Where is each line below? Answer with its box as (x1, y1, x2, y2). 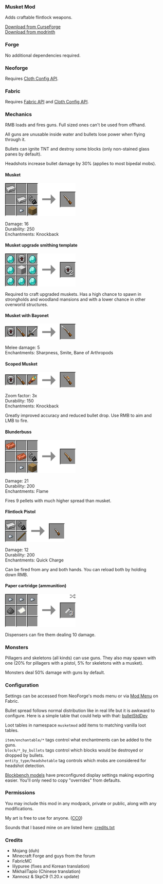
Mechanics (5, 111, 32, 118)
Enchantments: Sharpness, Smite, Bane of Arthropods (5, 350, 113, 356)
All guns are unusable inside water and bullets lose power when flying (5, 132, 145, 137)
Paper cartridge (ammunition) (5, 583, 67, 589)
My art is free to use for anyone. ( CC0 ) (5, 815, 83, 821)
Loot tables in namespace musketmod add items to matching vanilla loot (5, 722, 146, 728)
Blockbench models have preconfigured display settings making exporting (5, 772, 154, 778)
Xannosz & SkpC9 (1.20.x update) (12, 874, 79, 880)
